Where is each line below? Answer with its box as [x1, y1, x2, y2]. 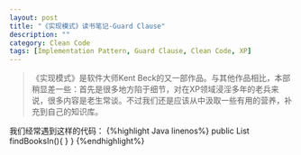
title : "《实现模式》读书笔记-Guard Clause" [9, 22, 166, 31]
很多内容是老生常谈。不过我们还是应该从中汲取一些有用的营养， [47, 96, 285, 106]
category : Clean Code [9, 38, 91, 48]
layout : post [9, 13, 59, 23]
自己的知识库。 [47, 106, 104, 117]
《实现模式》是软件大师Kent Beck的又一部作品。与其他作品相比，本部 [31, 73, 291, 84]
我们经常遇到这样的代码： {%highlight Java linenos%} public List [9, 125, 250, 136]
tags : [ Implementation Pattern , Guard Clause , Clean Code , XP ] [9, 47, 252, 56]
